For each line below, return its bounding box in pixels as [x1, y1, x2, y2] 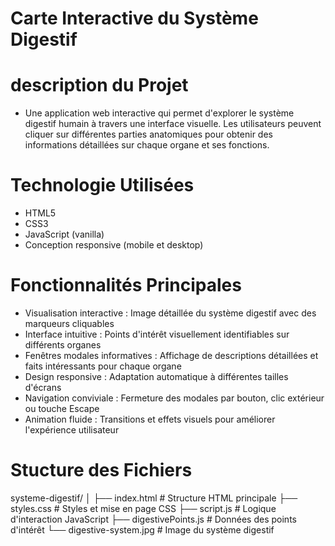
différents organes [24, 339, 102, 351]
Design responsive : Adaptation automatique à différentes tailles [24, 371, 289, 382]
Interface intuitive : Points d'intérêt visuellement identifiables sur [24, 328, 290, 340]
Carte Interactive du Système [10, 7, 259, 30]
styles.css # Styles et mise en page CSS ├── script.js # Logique [10, 502, 277, 514]
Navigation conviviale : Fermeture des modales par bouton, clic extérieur [24, 392, 325, 404]
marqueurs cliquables [24, 318, 115, 329]
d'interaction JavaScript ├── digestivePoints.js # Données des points [10, 513, 297, 525]
